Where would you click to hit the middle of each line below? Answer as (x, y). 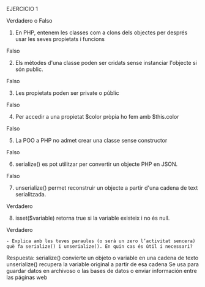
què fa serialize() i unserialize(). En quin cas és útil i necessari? (99, 247)
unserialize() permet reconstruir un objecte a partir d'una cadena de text (106, 188)
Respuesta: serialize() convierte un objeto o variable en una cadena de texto (102, 258)
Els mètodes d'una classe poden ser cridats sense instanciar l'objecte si (106, 63)
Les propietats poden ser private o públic (67, 93)
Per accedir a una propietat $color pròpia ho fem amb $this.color (97, 117)
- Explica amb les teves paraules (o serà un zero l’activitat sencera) (101, 241)
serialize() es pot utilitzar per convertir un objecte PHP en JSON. (96, 164)
